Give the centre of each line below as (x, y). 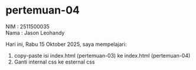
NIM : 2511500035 (27, 26)
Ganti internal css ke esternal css (54, 62)
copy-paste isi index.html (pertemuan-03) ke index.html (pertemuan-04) (102, 55)
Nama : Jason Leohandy (35, 32)
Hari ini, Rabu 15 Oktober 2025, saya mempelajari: (66, 44)
